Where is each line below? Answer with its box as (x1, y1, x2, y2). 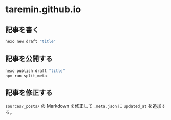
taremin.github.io (5, 4, 81, 15)
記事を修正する (5, 88, 53, 97)
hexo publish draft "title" (5, 68, 66, 74)
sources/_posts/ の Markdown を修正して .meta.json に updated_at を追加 (5, 103, 162, 109)
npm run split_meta (5, 73, 47, 78)
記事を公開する (5, 55, 53, 63)
